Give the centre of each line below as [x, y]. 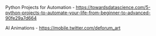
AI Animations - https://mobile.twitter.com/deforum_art [63, 28]
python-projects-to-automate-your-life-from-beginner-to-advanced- [78, 13]
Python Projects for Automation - [40, 7]
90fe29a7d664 [21, 18]
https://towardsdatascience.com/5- [113, 7]
